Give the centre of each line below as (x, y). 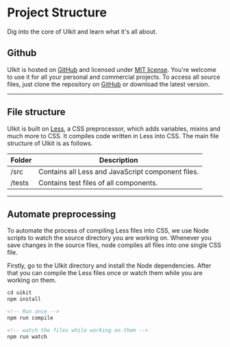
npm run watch (27, 337)
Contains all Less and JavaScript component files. (119, 171)
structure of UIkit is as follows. (50, 143)
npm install (24, 299)
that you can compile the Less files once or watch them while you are (105, 273)
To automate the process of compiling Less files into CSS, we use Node (108, 231)
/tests (20, 183)
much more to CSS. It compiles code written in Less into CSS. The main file (113, 136)
